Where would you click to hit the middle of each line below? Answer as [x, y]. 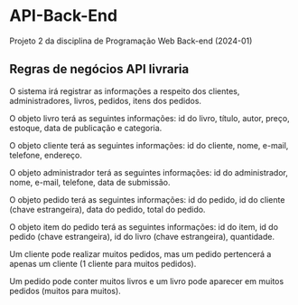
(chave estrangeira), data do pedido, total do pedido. [107, 209]
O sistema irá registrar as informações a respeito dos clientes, [125, 91]
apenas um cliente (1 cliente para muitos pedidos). [103, 263]
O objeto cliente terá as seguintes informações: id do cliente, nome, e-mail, [149, 145]
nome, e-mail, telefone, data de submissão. [90, 182]
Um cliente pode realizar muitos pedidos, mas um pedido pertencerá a [140, 253]
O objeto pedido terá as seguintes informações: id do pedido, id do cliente [147, 199]
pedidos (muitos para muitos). [65, 291]
